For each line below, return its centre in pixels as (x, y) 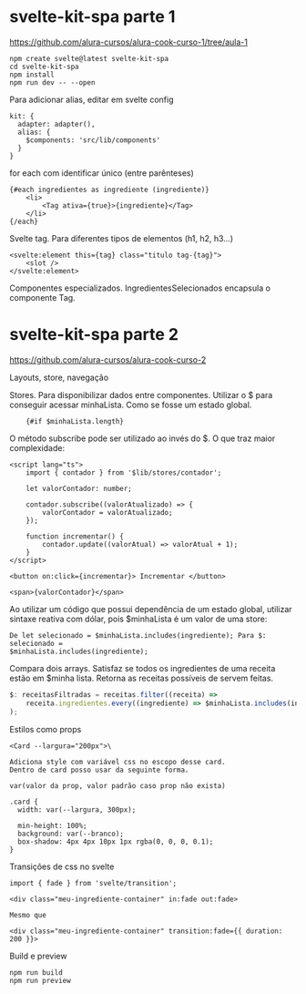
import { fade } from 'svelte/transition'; (93, 883)
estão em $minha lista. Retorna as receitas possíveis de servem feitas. (142, 678)
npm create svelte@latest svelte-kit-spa (89, 58)
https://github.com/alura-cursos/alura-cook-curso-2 (108, 359)
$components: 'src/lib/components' (93, 140)
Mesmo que (28, 915)
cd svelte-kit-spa (44, 67)
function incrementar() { (75, 536)
